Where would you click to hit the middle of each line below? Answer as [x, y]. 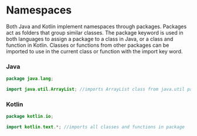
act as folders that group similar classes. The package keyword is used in [95, 32]
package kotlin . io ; [30, 117]
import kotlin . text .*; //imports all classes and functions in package [95, 127]
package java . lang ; [30, 79]
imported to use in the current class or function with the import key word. [94, 51]
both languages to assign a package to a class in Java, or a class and [90, 39]
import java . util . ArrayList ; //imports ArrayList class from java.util [95, 89]
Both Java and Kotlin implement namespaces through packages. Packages [96, 26]
